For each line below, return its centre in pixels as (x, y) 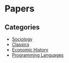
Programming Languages (38, 55)
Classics (20, 44)
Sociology (22, 39)
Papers (20, 9)
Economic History (30, 50)
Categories (22, 27)
